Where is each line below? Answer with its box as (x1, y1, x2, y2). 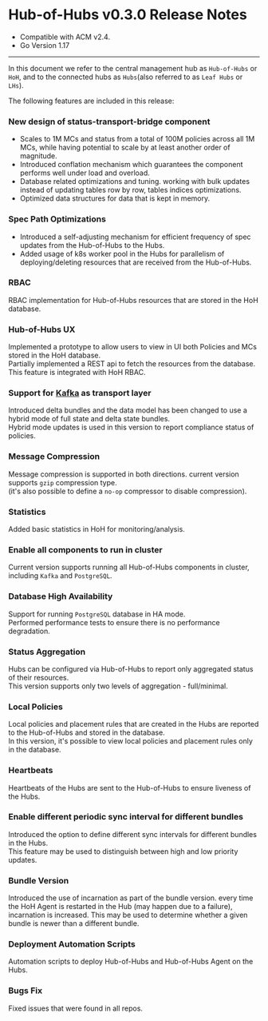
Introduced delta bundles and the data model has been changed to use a (8, 405, 247, 415)
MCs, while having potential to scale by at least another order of (19, 142, 231, 153)
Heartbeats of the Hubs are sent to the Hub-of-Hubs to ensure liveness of (8, 783, 251, 792)
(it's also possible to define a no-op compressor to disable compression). (8, 486, 247, 496)
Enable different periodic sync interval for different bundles (8, 812, 243, 823)
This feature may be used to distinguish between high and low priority (8, 846, 238, 856)
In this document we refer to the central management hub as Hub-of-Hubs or (8, 63, 258, 73)
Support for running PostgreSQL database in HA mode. (8, 609, 186, 619)
